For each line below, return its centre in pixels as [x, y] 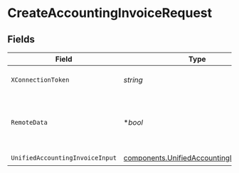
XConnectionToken [40, 80]
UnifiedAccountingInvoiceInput [64, 158]
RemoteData [29, 122]
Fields [21, 39]
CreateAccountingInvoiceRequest [110, 13]
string [133, 80]
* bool [133, 122]
